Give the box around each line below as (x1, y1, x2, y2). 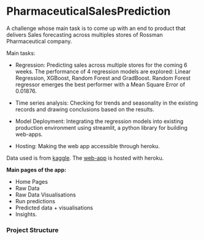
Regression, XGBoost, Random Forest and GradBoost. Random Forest (15, 74, 191, 81)
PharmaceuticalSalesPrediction (6, 4, 171, 18)
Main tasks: (6, 49, 36, 56)
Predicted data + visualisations (15, 204, 93, 211)
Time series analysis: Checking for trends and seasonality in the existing (15, 99, 198, 107)
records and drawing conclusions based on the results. (15, 105, 154, 113)
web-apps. (15, 130, 43, 138)
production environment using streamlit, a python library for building (15, 124, 188, 131)
